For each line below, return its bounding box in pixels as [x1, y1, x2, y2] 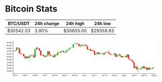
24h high [65, 21, 85, 27]
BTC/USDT [8, 21, 30, 27]
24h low [94, 21, 111, 27]
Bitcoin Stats [5, 3, 58, 14]
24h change [34, 21, 60, 27]
